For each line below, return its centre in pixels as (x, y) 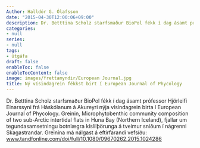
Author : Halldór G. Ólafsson (42, 12)
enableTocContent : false (37, 73)
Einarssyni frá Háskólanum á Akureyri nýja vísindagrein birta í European (94, 107)
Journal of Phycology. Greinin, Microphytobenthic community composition (97, 113)
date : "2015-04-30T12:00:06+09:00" (50, 17)
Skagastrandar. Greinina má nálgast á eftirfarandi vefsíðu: (76, 132)
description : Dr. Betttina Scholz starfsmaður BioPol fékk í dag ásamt (97, 23)
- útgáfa (17, 56)
